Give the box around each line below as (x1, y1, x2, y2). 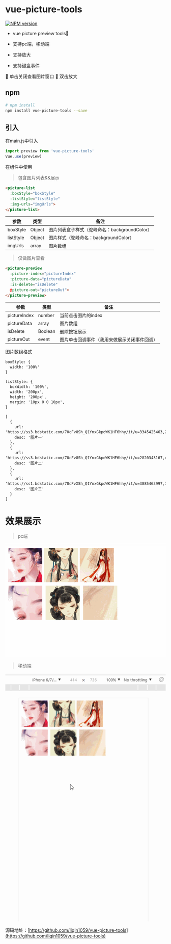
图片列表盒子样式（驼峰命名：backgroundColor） (48, 227, 152, 233)
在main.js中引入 (5, 138, 38, 144)
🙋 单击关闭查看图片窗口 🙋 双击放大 (5, 73, 78, 80)
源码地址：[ (5, 927, 30, 933)
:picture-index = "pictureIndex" (10, 271, 76, 276)
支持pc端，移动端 (12, 41, 50, 47)
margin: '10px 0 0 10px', (10, 400, 65, 405)
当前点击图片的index (59, 312, 103, 319)
